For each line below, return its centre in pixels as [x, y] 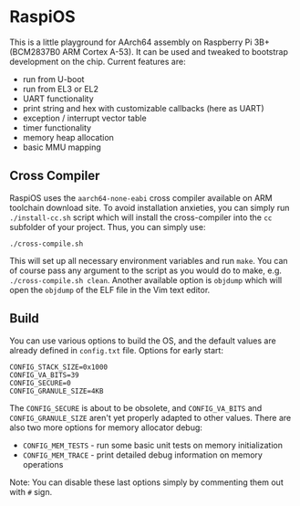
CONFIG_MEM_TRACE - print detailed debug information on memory [142, 455]
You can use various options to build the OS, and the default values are [143, 341]
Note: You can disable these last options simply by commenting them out [147, 482]
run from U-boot [53, 79]
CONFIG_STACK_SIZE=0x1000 [58, 367]
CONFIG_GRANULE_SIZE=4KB [57, 391]
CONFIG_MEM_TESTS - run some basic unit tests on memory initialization [152, 445]
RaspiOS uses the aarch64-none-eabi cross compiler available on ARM [141, 197]
